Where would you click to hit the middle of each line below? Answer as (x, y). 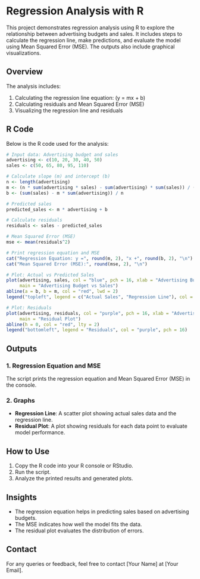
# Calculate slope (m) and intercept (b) (58, 177)
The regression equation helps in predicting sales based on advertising (102, 511)
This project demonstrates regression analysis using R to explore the (90, 27)
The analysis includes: (34, 86)
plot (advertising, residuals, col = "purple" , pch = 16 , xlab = (87, 313)
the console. (21, 385)
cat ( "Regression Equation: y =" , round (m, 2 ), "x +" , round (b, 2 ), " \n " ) (100, 258)
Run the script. (33, 472)
